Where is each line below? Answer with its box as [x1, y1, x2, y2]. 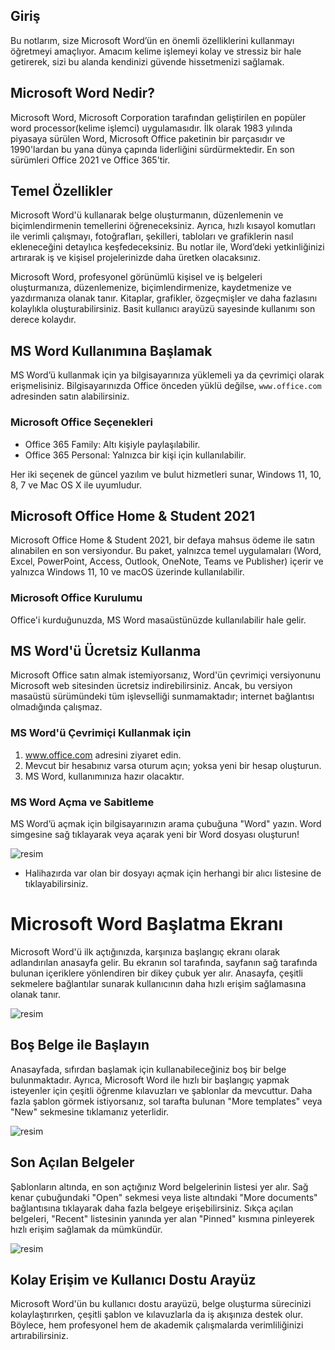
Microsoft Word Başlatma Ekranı [10, 913, 284, 936]
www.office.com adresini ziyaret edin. [24, 749, 182, 761]
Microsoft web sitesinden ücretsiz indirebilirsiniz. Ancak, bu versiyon [10, 680, 293, 692]
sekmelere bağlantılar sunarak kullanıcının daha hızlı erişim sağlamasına [10, 978, 307, 989]
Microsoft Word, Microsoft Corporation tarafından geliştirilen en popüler [10, 111, 307, 123]
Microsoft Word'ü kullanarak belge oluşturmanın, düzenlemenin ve [10, 209, 284, 221]
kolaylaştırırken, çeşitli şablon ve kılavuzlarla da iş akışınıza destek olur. [10, 1309, 303, 1321]
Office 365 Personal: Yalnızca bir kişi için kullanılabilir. [24, 449, 247, 461]
